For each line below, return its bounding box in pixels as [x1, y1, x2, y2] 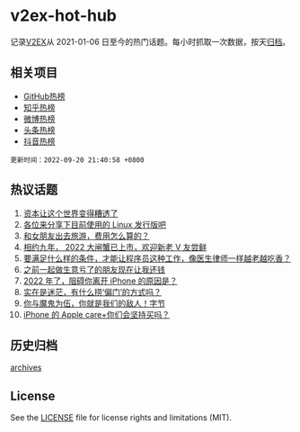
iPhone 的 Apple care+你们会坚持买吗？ [22, 309, 170, 319]
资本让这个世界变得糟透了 [22, 208, 119, 219]
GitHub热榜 [22, 91, 66, 102]
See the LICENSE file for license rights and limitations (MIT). [10, 412, 233, 423]
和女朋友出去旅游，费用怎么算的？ [22, 230, 150, 241]
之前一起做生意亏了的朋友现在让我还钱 [22, 264, 165, 274]
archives [10, 362, 42, 373]
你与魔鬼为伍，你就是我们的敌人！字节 [22, 298, 165, 309]
